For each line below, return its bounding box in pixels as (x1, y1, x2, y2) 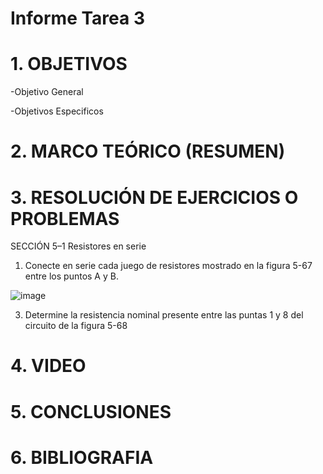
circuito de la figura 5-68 (24, 320, 128, 332)
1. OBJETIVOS (10, 53, 128, 76)
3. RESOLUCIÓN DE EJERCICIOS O (10, 186, 299, 209)
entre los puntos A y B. (24, 270, 119, 282)
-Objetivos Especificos (10, 105, 104, 117)
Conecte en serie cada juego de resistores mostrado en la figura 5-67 (24, 260, 313, 272)
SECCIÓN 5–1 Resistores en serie (10, 240, 147, 252)
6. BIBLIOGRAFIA (10, 446, 154, 469)
